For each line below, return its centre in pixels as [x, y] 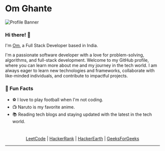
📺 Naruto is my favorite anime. [43, 107]
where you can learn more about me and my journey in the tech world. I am [81, 65]
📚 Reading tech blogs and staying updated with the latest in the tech [82, 114]
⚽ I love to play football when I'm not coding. [58, 100]
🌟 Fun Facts [19, 89]
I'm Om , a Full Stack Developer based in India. [52, 46]
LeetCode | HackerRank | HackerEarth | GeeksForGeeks [82, 138]
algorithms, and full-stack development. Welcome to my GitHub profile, [77, 60]
